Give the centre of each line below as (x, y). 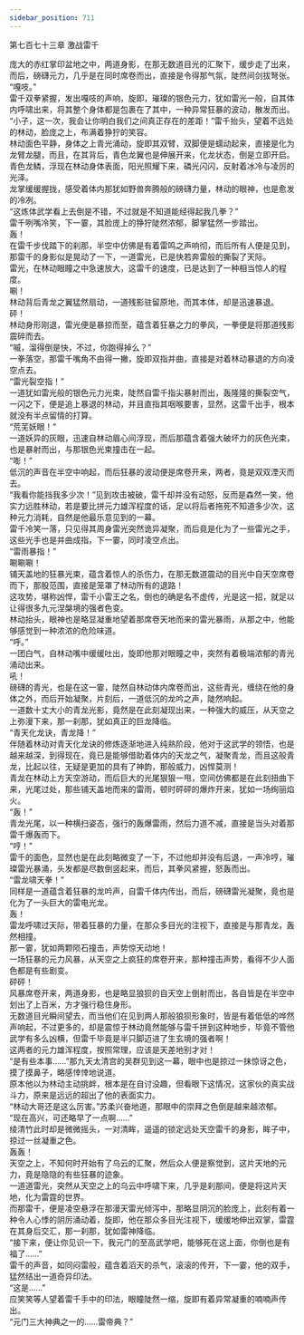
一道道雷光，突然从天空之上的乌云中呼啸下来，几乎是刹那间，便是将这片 (144, 1185)
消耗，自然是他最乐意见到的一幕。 (96, 517)
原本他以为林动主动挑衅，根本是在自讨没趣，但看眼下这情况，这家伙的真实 (148, 1083)
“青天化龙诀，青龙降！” (53, 732)
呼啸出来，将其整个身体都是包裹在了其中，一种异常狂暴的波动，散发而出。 (156, 109)
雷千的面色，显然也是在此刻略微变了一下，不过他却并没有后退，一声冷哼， (148, 856)
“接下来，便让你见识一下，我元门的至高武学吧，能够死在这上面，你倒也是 (146, 1242)
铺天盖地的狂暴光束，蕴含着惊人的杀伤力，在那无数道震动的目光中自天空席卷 (152, 574)
